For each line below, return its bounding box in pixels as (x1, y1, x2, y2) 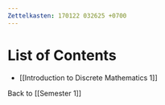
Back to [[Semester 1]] (7, 88, 82, 98)
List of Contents (7, 46, 118, 64)
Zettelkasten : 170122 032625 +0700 (7, 11, 127, 20)
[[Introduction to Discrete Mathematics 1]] (19, 73, 158, 83)
